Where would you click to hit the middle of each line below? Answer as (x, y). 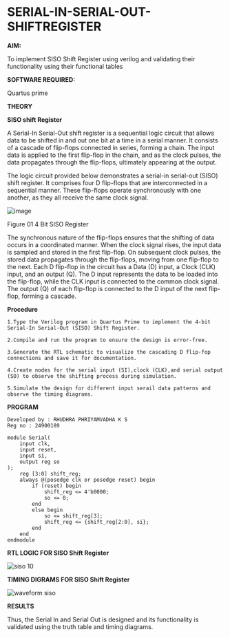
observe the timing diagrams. (51, 394)
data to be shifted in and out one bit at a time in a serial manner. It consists (113, 140)
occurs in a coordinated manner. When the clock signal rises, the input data (114, 244)
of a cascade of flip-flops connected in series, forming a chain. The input (111, 147)
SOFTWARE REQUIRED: (41, 79)
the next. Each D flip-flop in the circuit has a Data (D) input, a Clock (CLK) (111, 266)
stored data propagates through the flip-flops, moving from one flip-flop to (113, 259)
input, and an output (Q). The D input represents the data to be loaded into (113, 274)
